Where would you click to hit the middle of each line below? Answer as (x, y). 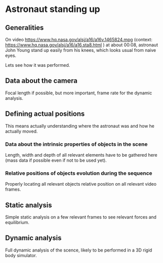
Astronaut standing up (53, 9)
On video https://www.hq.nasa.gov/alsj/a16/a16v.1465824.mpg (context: (79, 39)
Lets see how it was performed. (38, 65)
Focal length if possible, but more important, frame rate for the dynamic (79, 93)
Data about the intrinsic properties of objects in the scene (77, 144)
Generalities (24, 28)
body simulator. (21, 255)
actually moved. (21, 131)
